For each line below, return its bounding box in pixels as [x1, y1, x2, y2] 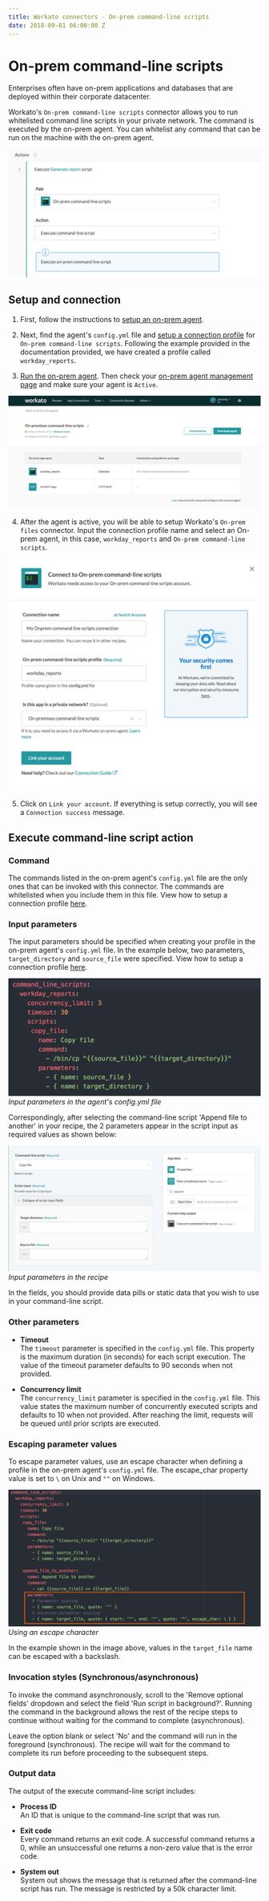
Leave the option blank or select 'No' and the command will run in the [8, 1731, 238, 1741]
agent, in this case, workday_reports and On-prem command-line [38, 534, 246, 543]
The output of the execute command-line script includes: [8, 1786, 196, 1795]
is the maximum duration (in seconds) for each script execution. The [19, 1351, 246, 1362]
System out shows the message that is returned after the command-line [19, 1875, 258, 1885]
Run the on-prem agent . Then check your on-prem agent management [19, 371, 254, 381]
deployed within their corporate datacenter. [8, 92, 151, 102]
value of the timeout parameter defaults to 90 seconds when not [19, 1360, 234, 1370]
